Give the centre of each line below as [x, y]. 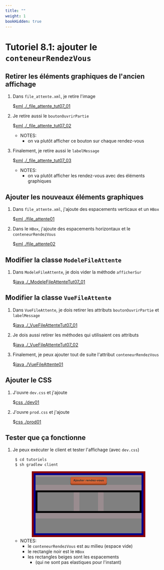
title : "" [16, 11]
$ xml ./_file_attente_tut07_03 [42, 161]
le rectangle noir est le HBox [56, 552]
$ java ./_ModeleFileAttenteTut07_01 [49, 282]
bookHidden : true [23, 21]
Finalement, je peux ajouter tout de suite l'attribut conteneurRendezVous [86, 355]
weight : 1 [16, 16]
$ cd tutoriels [31, 460]
